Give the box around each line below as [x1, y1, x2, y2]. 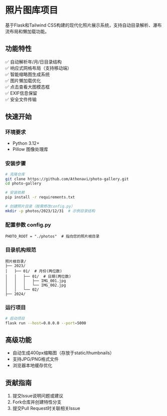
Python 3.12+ [12, 140, 40, 146]
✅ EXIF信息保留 [5, 90, 38, 96]
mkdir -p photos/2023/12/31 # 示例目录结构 [5, 209, 95, 214]
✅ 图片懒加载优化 [5, 77, 41, 83]
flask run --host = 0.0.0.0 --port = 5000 [5, 320, 86, 326]
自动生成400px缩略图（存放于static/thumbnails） [12, 350, 114, 356]
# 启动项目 [5, 316, 25, 321]
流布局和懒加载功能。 [5, 28, 49, 34]
